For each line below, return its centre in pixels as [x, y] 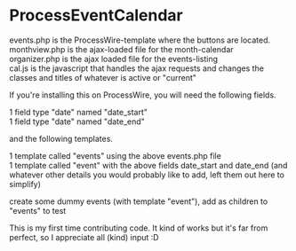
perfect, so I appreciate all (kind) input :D [84, 237]
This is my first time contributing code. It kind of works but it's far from [139, 228]
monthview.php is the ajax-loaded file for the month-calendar [121, 49]
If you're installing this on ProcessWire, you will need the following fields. [143, 95]
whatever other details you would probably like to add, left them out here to [147, 175]
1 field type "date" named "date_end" [77, 122]
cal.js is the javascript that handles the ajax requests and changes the [137, 68]
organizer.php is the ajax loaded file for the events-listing [113, 59]
